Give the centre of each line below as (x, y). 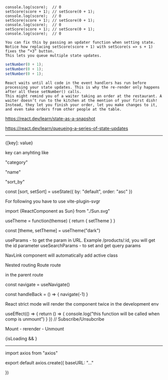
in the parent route (24, 274)
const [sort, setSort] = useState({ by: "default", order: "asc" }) (69, 192)
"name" (13, 172)
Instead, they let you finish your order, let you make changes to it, (81, 105)
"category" (16, 162)
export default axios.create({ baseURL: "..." (49, 362)
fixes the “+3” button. (30, 51)
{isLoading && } (21, 338)
